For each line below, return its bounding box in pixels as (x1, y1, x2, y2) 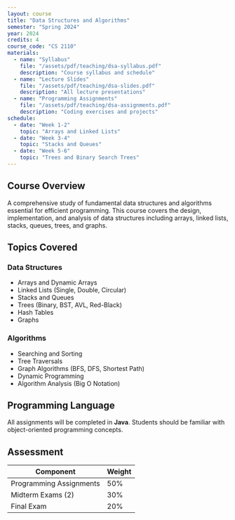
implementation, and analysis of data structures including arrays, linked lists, (7, 214, 229, 222)
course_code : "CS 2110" (7, 43, 77, 50)
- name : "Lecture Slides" (13, 75, 90, 83)
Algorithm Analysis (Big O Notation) (17, 379, 121, 387)
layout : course (7, 10, 52, 18)
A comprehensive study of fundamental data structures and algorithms (7, 198, 213, 207)
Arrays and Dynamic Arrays (17, 278, 98, 287)
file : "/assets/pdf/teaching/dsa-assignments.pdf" (20, 102, 171, 109)
